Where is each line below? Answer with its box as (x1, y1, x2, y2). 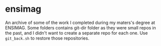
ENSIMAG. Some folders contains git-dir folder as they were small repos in (5, 24, 156, 30)
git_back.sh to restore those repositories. (5, 35, 90, 41)
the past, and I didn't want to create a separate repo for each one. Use (5, 30, 148, 36)
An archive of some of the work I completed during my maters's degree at (5, 20, 155, 25)
